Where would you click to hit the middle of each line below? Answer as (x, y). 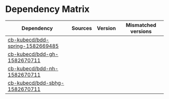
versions (141, 31)
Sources (82, 28)
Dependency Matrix (47, 9)
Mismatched (141, 25)
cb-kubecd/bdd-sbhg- (36, 82)
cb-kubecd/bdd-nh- (33, 68)
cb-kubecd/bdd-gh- (33, 54)
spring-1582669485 (33, 46)
